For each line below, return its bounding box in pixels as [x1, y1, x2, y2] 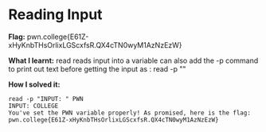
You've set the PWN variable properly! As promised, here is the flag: [8, 109, 251, 117]
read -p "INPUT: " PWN [8, 95, 84, 103]
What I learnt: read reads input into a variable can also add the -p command [8, 56, 259, 65]
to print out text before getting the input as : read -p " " [8, 64, 186, 73]
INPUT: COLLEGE [8, 102, 59, 110]
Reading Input [8, 6, 103, 24]
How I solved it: [8, 80, 61, 89]
